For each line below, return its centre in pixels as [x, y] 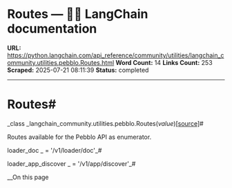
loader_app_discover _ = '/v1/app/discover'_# [71, 163]
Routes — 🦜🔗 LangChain [78, 14]
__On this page [28, 177]
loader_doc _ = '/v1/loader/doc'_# [55, 150]
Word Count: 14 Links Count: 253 [164, 62]
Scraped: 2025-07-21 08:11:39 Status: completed [78, 70]
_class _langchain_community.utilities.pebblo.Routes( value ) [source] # [105, 123]
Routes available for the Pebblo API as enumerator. [79, 137]
